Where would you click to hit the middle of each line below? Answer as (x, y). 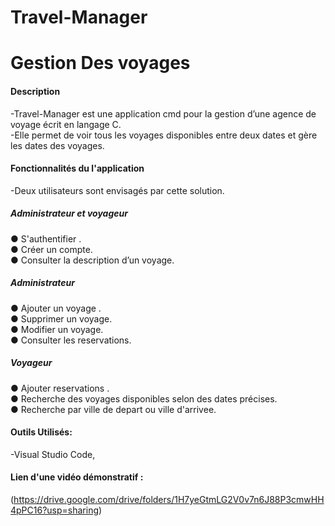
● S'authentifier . (46, 238)
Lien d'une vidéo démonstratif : (77, 477)
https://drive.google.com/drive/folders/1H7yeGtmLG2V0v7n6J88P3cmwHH (169, 500)
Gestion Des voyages (100, 63)
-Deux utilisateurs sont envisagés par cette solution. (117, 190)
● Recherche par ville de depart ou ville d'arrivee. (113, 409)
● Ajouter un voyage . (56, 308)
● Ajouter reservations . (60, 388)
